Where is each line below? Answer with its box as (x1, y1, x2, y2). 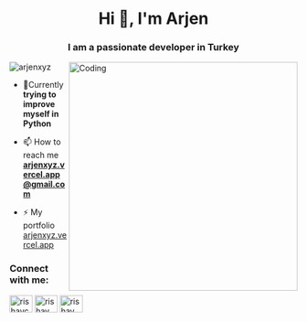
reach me (22, 150, 59, 161)
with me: (9, 274, 49, 286)
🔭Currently (22, 80, 64, 91)
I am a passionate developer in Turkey (68, 41, 239, 54)
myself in (22, 109, 59, 120)
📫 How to (22, 136, 61, 147)
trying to (22, 89, 57, 100)
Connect (9, 263, 48, 275)
